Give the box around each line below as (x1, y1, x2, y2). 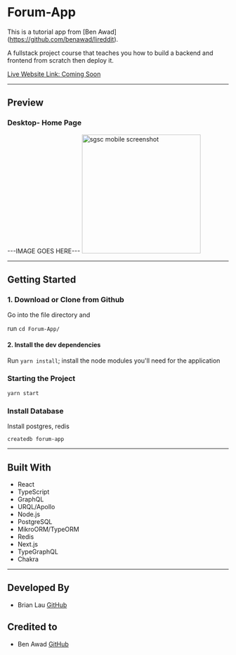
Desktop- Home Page (7, 118, 82, 127)
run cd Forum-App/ (7, 325, 60, 333)
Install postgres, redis (7, 422, 70, 430)
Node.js (17, 510, 41, 518)
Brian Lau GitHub (17, 600, 67, 609)
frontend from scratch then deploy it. (7, 56, 114, 64)
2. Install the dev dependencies (7, 340, 101, 349)
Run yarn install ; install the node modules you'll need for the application (7, 356, 221, 365)
